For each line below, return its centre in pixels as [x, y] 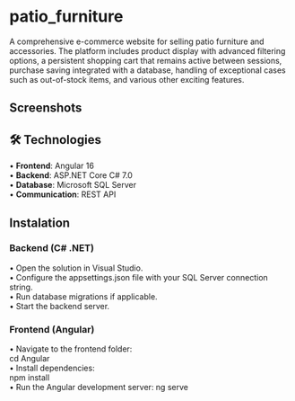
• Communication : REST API [63, 194]
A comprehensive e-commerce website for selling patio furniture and [137, 41]
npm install [30, 378]
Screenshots [46, 108]
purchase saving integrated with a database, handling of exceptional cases [147, 70]
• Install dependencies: [52, 368]
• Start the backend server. [60, 306]
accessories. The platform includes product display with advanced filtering [147, 50]
